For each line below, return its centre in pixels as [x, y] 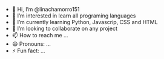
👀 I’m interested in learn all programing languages [74, 16]
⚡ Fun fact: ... [28, 51]
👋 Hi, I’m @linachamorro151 [46, 9]
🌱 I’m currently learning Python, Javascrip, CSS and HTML [85, 22]
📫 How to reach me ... [40, 35]
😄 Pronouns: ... [31, 44]
